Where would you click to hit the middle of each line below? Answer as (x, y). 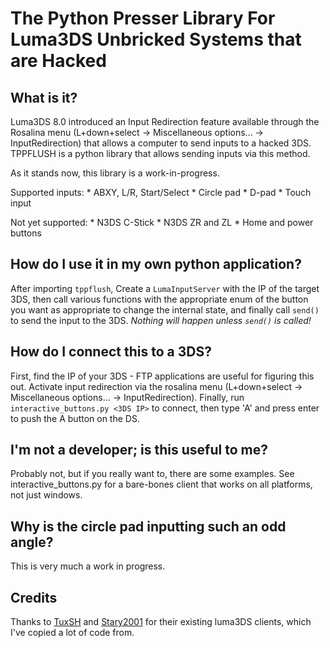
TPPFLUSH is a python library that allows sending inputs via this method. (160, 153)
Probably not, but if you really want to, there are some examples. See (152, 474)
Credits (34, 597)
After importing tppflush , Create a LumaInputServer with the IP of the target (165, 288)
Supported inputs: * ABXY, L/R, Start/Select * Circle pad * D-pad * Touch (161, 192)
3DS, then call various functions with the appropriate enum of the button (159, 299)
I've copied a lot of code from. (72, 633)
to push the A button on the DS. (75, 418)
